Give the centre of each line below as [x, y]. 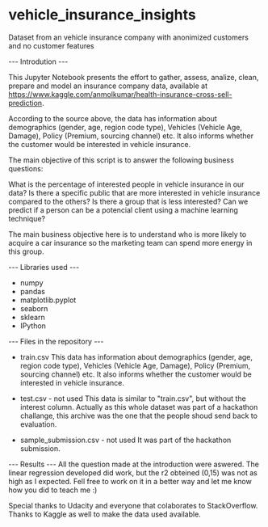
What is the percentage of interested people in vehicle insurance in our [126, 184]
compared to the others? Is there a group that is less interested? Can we [128, 201]
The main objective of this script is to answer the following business [121, 160]
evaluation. [38, 424]
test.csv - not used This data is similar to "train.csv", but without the [133, 398]
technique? [27, 218]
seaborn [34, 308]
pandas [33, 291]
